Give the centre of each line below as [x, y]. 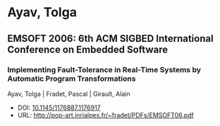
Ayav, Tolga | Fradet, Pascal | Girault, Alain [69, 93]
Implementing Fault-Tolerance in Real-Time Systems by [104, 69]
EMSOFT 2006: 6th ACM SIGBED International [110, 39]
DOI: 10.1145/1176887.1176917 [59, 108]
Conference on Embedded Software [87, 49]
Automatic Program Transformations [72, 79]
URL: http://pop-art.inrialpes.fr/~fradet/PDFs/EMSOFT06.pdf [105, 115]
